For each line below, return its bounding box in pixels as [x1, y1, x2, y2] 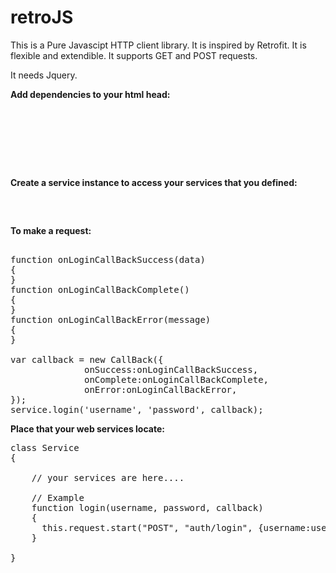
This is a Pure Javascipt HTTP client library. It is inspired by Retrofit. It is [10, 39, 307, 51]
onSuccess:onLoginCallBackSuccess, [84, 364, 259, 375]
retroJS [10, 6, 74, 29]
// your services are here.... [31, 472, 185, 483]
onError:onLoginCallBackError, [84, 384, 238, 395]
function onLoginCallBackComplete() [10, 284, 190, 295]
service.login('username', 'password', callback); [10, 404, 264, 415]
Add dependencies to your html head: [10, 88, 171, 100]
